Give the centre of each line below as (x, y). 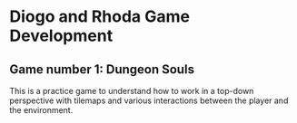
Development (61, 36)
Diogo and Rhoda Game (100, 17)
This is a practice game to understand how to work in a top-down (132, 91)
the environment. (41, 110)
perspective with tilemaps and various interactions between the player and (149, 100)
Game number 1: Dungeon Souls (102, 69)
